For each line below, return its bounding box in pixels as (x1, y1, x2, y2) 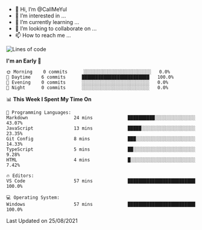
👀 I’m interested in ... (14, 12, 66, 19)
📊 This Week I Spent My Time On (6, 96, 92, 102)
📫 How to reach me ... (14, 32, 71, 39)
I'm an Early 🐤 (6, 57, 42, 64)
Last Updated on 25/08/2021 (6, 217, 78, 224)
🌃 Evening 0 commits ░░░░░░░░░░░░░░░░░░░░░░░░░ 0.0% (6, 79, 169, 85)
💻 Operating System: (6, 194, 60, 200)
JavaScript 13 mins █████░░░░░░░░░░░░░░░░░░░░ (6, 125, 196, 131)
